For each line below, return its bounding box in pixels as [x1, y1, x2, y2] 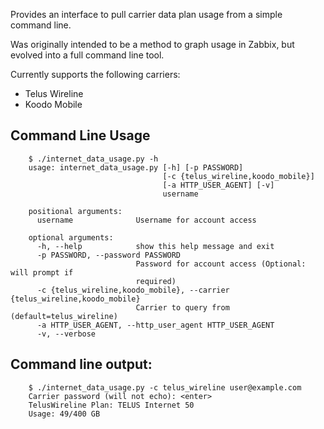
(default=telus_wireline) [10, 311, 118, 321]
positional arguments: [28, 206, 123, 216]
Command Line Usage [10, 127, 151, 144]
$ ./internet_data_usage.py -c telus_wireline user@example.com [28, 382, 302, 393]
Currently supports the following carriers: [10, 69, 181, 80]
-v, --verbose [36, 329, 97, 339]
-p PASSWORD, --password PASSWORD [36, 250, 182, 260]
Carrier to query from [135, 302, 230, 313]
